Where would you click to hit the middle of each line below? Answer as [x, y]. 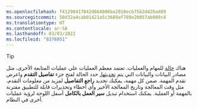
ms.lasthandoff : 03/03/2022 [41, 34]
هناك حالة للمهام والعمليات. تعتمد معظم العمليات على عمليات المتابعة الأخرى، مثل [96, 68]
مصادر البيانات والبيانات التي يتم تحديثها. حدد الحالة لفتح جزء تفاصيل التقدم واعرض [96, 74]
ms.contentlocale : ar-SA [37, 28]
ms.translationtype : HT [36, 23]
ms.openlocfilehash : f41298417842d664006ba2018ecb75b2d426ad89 [86, 12]
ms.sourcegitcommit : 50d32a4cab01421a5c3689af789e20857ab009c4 [86, 17]
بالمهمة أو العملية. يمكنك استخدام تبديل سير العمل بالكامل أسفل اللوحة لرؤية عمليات [99, 93]
